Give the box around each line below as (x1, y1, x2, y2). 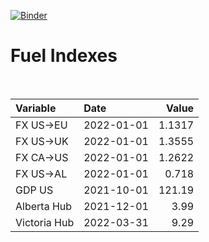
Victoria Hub (15, 215, 75, 229)
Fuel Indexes (10, 45, 118, 67)
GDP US (15, 183, 54, 197)
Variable (15, 101, 57, 115)
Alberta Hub (15, 199, 73, 213)
